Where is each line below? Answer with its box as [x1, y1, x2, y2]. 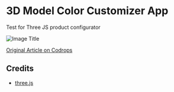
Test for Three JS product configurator [6, 24, 101, 31]
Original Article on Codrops [6, 46, 73, 54]
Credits [6, 64, 34, 74]
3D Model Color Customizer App [6, 4, 169, 18]
